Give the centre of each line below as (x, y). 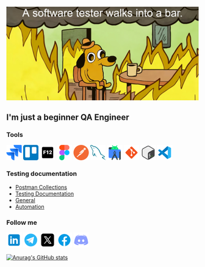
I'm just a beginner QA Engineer (68, 118)
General (25, 200)
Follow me (22, 222)
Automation (30, 207)
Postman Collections (41, 187)
